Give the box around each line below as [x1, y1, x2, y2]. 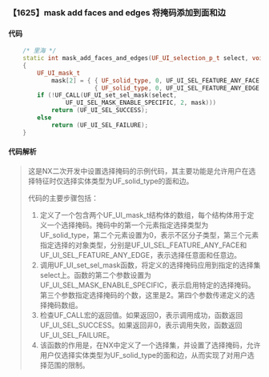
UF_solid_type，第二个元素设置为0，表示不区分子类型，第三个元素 [39, 230, 259, 239]
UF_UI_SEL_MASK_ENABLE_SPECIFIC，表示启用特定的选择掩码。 [39, 280, 255, 290]
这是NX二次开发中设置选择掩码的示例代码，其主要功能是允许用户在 [27, 166, 249, 175]
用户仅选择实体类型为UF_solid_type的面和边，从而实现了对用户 [39, 350, 248, 359]
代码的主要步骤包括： [27, 193, 98, 203]
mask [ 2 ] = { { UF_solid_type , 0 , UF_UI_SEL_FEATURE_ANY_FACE [50, 76, 260, 85]
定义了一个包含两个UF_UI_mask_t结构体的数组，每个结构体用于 [39, 210, 247, 219]
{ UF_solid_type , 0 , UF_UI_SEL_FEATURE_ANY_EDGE [94, 84, 260, 92]
